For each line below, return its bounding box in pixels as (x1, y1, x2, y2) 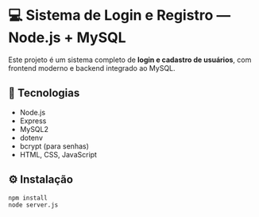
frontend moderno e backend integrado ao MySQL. (8, 63, 176, 72)
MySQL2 (19, 124, 49, 134)
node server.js (8, 201, 59, 209)
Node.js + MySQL (8, 29, 126, 47)
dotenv (19, 133, 44, 142)
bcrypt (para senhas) (19, 141, 90, 151)
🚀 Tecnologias (8, 87, 80, 100)
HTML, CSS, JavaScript (19, 149, 98, 159)
